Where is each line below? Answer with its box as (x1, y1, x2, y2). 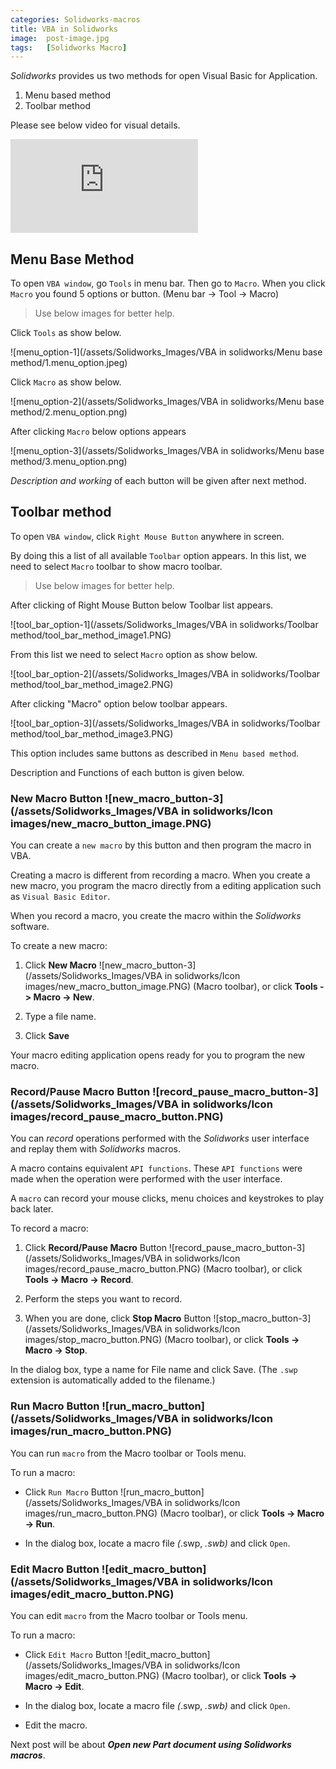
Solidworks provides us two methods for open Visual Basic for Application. (10, 70, 318, 82)
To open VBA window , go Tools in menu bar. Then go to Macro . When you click (10, 277, 326, 290)
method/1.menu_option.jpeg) (10, 357, 128, 369)
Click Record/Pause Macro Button (24, 1242, 167, 1254)
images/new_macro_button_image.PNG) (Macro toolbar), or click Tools (24, 981, 318, 993)
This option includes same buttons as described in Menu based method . (10, 747, 300, 759)
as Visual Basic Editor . (10, 891, 111, 903)
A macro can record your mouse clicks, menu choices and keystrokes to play (10, 1192, 325, 1205)
